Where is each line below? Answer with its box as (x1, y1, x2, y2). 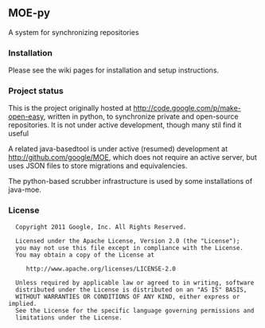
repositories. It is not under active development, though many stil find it (8, 120, 242, 130)
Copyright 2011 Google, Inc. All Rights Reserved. (15, 223, 187, 231)
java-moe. (8, 185, 42, 194)
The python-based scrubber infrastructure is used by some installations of (8, 177, 253, 186)
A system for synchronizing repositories (8, 27, 139, 37)
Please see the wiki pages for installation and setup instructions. (8, 65, 220, 75)
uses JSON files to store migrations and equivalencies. (8, 161, 188, 170)
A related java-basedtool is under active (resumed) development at (8, 144, 228, 154)
